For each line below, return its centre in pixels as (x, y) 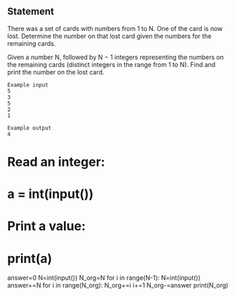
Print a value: (47, 226)
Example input (28, 85)
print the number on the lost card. (56, 72)
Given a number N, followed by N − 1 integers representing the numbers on (116, 57)
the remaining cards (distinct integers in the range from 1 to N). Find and (112, 64)
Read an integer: (56, 162)
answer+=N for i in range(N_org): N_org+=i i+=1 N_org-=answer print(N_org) (118, 285)
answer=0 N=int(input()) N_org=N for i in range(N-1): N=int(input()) (104, 278)
